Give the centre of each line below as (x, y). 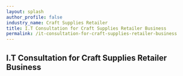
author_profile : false (34, 17)
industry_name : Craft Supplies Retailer (57, 23)
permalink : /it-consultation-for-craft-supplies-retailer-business (92, 34)
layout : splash (25, 12)
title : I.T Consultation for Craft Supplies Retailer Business (86, 28)
